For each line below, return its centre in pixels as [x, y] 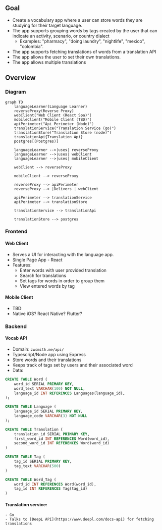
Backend [16, 326]
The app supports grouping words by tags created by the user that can [85, 30]
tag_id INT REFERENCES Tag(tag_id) [51, 489]
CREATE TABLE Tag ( [25, 457]
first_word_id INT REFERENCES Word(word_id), [62, 439]
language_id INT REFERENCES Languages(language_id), [70, 393]
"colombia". [31, 46]
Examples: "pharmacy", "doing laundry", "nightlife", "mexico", [82, 41]
